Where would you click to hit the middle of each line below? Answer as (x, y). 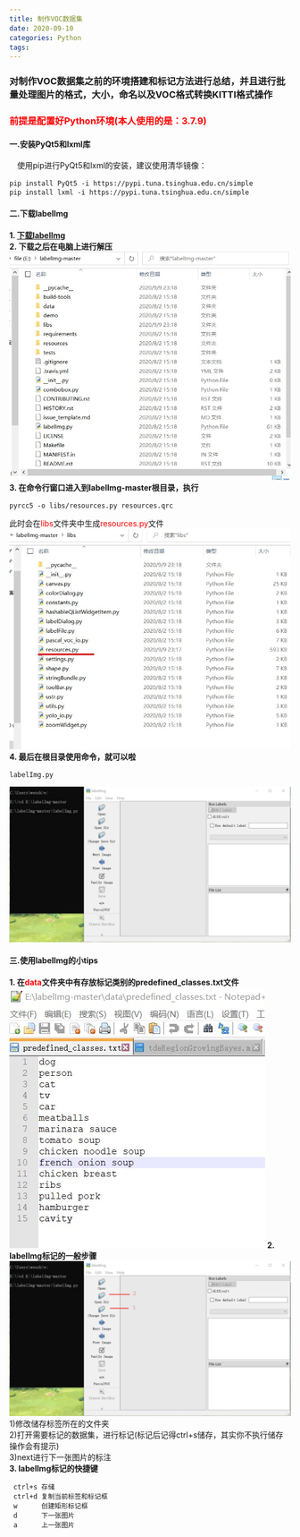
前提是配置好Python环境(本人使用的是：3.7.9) (108, 121)
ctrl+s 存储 (34, 1487)
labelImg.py (31, 774)
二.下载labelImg (39, 213)
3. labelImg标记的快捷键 (54, 1469)
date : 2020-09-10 (42, 28)
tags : (19, 47)
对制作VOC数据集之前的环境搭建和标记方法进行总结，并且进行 (143, 81)
